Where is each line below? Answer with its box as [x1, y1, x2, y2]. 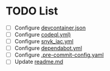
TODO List [5, 4, 58, 18]
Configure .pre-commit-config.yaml [14, 51, 104, 58]
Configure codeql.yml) [14, 31, 71, 38]
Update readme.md [14, 58, 63, 66]
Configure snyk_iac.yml [14, 38, 74, 45]
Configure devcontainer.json [14, 24, 86, 31]
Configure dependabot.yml [14, 45, 83, 52]
